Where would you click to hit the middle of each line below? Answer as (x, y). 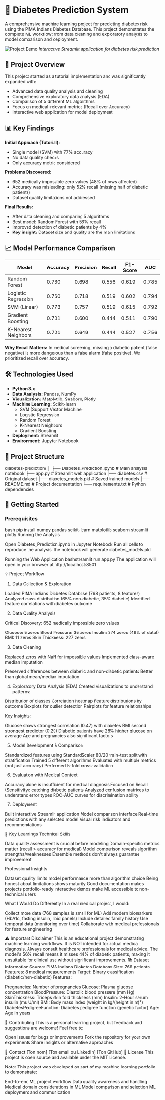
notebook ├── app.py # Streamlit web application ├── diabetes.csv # (76, 473)
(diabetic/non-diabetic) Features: (39, 977)
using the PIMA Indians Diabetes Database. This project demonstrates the (80, 29)
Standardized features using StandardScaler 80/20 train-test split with (76, 755)
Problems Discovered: (28, 172)
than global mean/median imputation (42, 676)
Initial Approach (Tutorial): (33, 142)
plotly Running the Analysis (33, 534)
